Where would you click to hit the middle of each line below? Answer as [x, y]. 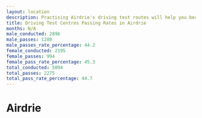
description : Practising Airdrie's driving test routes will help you [96, 17]
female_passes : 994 [31, 56]
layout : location [28, 12]
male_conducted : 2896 [33, 34]
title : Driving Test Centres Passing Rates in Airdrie [76, 23]
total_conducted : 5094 [35, 67]
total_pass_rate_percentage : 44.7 [50, 78]
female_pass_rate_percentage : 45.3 [51, 62]
